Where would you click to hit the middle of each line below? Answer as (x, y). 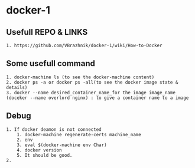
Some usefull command (51, 63)
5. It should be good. (45, 155)
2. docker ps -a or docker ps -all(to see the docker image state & (92, 82)
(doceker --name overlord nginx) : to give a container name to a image (97, 98)
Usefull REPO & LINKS (47, 32)
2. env (25, 140)
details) (17, 87)
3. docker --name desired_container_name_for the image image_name (91, 93)
